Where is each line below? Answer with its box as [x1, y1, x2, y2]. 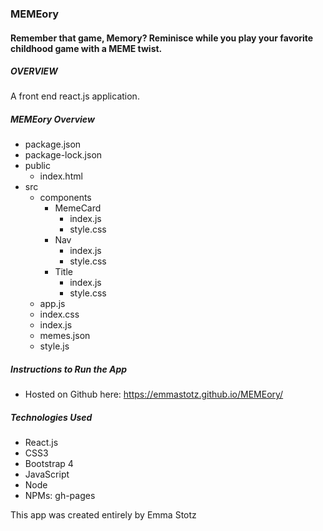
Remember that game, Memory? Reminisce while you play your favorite [10, 32, 314, 44]
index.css [39, 308, 80, 321]
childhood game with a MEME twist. [10, 42, 163, 54]
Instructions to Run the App [10, 363, 128, 376]
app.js [39, 298, 66, 310]
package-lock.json [24, 149, 103, 161]
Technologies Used [10, 412, 93, 424]
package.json [24, 138, 82, 151]
